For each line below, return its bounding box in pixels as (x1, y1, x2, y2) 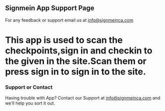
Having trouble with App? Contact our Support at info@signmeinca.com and (5, 95, 161, 101)
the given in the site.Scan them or (5, 55, 147, 66)
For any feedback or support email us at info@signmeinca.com (5, 17, 134, 23)
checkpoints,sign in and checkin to (5, 45, 153, 56)
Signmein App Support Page (5, 4, 95, 12)
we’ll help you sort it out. (5, 100, 55, 106)
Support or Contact (5, 84, 53, 91)
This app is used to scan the (5, 35, 123, 46)
